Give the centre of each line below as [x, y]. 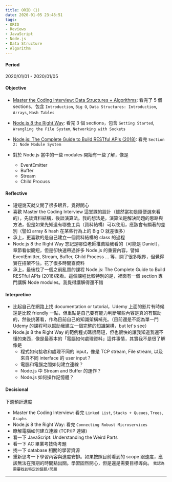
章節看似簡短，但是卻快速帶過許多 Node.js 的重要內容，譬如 [76, 251]
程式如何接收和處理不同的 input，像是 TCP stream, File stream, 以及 [92, 352]
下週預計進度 [19, 401]
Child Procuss [35, 182]
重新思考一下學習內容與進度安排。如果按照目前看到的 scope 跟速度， [85, 456]
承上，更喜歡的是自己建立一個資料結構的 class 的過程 [69, 238]
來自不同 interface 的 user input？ [56, 358]
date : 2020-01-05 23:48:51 [34, 15]
